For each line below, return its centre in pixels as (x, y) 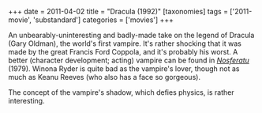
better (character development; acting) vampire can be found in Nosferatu (129, 60)
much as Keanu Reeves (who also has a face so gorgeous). (105, 77)
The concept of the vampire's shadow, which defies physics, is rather (121, 92)
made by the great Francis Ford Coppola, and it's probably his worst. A (123, 52)
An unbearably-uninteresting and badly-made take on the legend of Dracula (131, 35)
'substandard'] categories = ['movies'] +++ (103, 20)
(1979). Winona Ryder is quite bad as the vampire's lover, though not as (124, 69)
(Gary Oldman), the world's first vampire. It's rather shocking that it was (125, 43)
